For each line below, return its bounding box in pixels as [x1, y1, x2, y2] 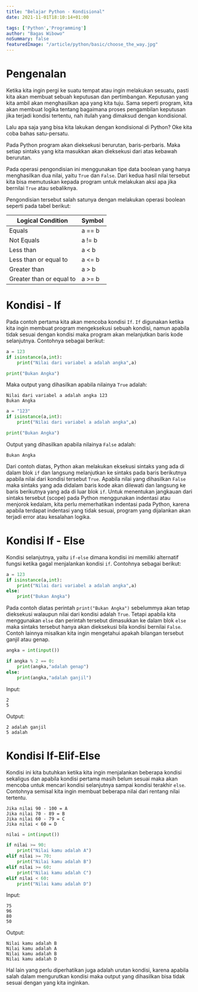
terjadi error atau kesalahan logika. [6, 513, 91, 520]
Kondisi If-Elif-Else [6, 749, 101, 763]
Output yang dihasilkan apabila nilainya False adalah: [6, 440, 136, 448]
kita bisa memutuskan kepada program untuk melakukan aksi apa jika [6, 178, 177, 185]
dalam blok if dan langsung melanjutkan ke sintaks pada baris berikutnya [6, 469, 187, 476]
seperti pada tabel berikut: [6, 202, 71, 209]
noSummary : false [6, 36, 49, 42]
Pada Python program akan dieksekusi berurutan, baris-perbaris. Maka [6, 141, 181, 149]
